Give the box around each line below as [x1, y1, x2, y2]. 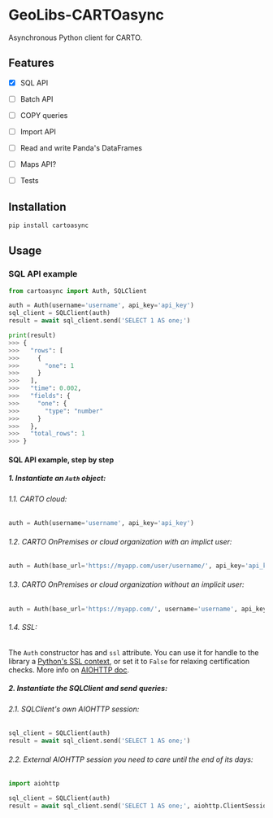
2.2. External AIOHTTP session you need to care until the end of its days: [8, 755, 253, 764]
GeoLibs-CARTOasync [8, 6, 165, 24]
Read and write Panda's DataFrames [19, 143, 143, 152]
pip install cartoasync [8, 221, 89, 230]
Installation [8, 199, 67, 213]
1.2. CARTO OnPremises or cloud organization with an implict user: [8, 536, 232, 546]
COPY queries [19, 110, 68, 120]
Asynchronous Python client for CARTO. [8, 33, 143, 42]
